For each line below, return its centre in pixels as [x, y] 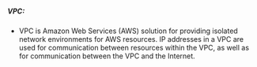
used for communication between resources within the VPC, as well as [134, 47]
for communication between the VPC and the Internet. [107, 56]
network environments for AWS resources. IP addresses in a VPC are [131, 39]
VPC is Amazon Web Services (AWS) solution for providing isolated [128, 31]
